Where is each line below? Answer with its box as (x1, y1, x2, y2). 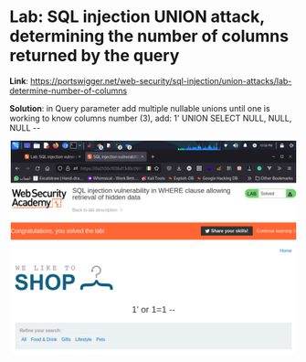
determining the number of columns (9, 26, 290, 47)
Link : (9, 75, 29, 86)
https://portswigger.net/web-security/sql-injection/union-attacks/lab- (30, 75, 292, 86)
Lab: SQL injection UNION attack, (9, 6, 265, 27)
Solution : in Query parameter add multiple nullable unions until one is (9, 102, 271, 113)
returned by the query (9, 46, 180, 66)
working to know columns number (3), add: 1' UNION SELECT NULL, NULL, (9, 112, 292, 123)
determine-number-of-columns (9, 85, 128, 96)
